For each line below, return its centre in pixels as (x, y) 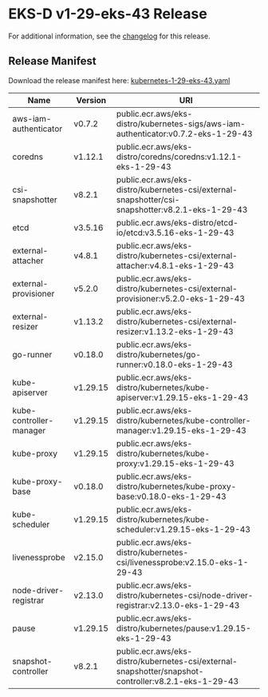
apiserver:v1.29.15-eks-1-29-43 (182, 397)
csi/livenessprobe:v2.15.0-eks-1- (182, 562)
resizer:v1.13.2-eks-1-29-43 (175, 331)
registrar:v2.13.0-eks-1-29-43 (178, 605)
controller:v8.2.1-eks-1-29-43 (177, 681)
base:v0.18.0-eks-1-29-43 (171, 496)
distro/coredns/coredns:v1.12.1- (179, 157)
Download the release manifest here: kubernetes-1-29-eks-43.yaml (119, 80)
